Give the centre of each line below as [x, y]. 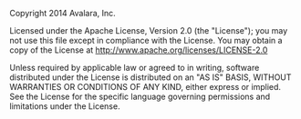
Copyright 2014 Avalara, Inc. [62, 13]
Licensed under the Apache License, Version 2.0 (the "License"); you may [149, 30]
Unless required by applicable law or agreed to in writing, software [135, 68]
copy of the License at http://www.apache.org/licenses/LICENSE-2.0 [139, 50]
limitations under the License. [65, 106]
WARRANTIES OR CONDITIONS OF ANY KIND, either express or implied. [145, 87]
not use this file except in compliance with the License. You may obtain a [146, 40]
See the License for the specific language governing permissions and [140, 96]
